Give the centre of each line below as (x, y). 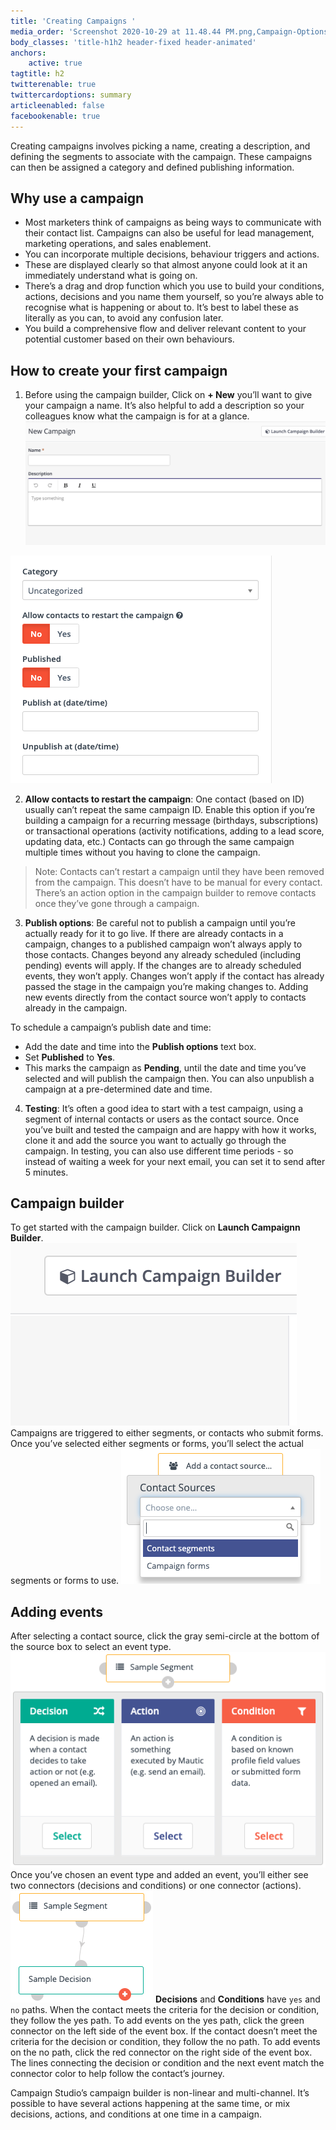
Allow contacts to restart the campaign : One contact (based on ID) (164, 799)
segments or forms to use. (65, 1581)
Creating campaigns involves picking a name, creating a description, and (160, 146)
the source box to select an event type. (91, 1647)
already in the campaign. (76, 1007)
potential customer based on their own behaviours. (129, 339)
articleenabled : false (57, 105)
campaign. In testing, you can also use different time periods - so (159, 1151)
